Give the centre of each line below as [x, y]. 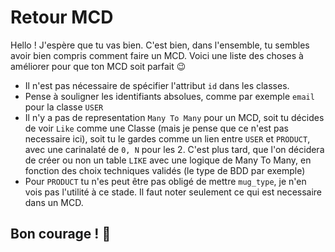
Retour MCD [62, 17]
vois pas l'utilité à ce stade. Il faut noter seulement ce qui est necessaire [173, 192]
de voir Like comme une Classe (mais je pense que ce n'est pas [156, 128]
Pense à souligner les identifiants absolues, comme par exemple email [169, 96]
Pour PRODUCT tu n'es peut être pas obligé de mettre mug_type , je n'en [165, 181]
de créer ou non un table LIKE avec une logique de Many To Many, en [168, 160]
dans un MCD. [54, 202]
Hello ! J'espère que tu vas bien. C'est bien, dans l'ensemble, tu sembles [160, 45]
